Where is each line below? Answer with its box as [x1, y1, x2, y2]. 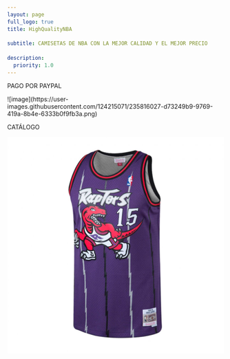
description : [7, 55, 45, 62]
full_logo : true [7, 18, 54, 25]
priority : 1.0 [13, 62, 54, 69]
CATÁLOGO [7, 122, 40, 131]
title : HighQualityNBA [7, 25, 72, 32]
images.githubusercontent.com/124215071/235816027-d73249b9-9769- [7, 102, 213, 110]
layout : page [7, 11, 45, 18]
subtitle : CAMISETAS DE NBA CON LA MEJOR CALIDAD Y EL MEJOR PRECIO [7, 40, 208, 47]
